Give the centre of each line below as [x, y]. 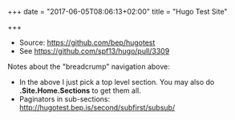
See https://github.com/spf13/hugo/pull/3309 [94, 51]
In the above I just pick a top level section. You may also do [117, 82]
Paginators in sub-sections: [65, 99]
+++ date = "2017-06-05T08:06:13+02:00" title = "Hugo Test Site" [118, 12]
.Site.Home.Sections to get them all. [80, 90]
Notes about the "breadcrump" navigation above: [89, 66]
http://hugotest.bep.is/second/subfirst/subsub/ [97, 108]
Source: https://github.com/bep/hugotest [87, 42]
